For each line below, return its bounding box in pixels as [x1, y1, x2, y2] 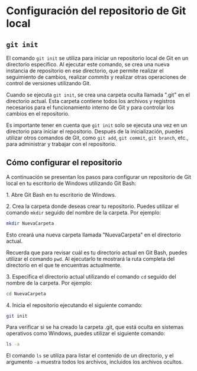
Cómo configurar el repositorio [6, 158, 122, 168]
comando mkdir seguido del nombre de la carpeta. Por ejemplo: [6, 209, 162, 216]
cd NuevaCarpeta [6, 290, 46, 297]
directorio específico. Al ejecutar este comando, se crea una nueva [6, 61, 170, 68]
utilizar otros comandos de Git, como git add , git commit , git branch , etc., [6, 135, 189, 141]
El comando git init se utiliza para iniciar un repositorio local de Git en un [6, 55, 189, 62]
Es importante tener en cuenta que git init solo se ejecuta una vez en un [6, 121, 188, 129]
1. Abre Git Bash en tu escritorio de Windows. [6, 191, 117, 198]
